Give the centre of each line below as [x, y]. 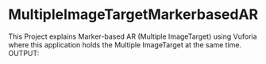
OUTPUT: [24, 53]
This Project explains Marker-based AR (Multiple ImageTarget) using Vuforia [133, 36]
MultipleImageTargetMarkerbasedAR [133, 15]
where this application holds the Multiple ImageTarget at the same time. [125, 44]
